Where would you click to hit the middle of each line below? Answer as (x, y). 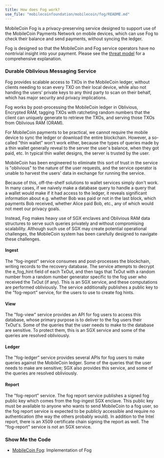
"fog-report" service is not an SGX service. (48, 427)
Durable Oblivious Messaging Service (51, 71)
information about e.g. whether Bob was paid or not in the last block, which (81, 198)
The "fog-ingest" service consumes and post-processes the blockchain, (78, 261)
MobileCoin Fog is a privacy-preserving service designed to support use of (81, 28)
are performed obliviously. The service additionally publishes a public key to (82, 287)
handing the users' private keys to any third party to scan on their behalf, (78, 92)
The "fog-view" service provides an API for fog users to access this (73, 315)
